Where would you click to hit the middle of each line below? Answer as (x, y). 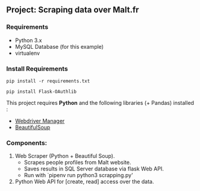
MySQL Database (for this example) (59, 46)
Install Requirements (37, 69)
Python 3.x (28, 40)
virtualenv (27, 53)
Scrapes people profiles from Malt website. (77, 163)
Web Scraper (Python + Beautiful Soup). (65, 156)
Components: (27, 143)
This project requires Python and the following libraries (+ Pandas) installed (100, 102)
